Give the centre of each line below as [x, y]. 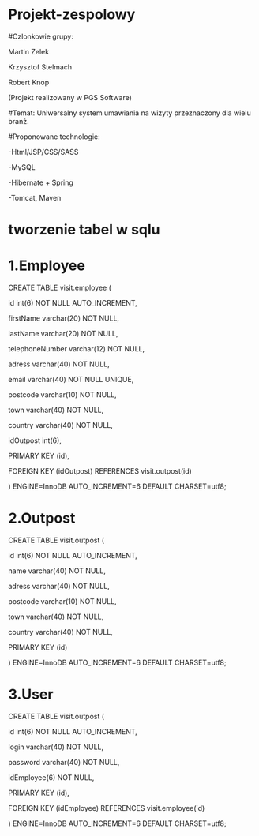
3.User [31, 694]
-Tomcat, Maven [35, 197]
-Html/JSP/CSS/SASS [43, 152]
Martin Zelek [29, 51]
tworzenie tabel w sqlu [84, 230]
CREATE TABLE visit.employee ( [60, 288]
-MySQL [22, 167]
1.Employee [47, 266]
